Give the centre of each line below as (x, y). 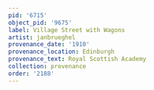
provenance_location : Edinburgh (61, 52)
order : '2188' (32, 74)
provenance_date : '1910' (49, 45)
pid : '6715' (28, 15)
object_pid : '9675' (40, 23)
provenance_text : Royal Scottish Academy (77, 59)
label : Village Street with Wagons (67, 30)
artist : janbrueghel (42, 37)
